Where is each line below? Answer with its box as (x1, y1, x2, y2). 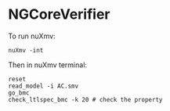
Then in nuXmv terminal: (8, 60, 88, 70)
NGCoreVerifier (8, 5, 110, 23)
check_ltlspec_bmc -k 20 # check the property (8, 95, 163, 103)
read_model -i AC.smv (8, 82, 79, 90)
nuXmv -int (8, 46, 44, 54)
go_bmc (8, 88, 30, 97)
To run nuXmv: (8, 31, 56, 41)
